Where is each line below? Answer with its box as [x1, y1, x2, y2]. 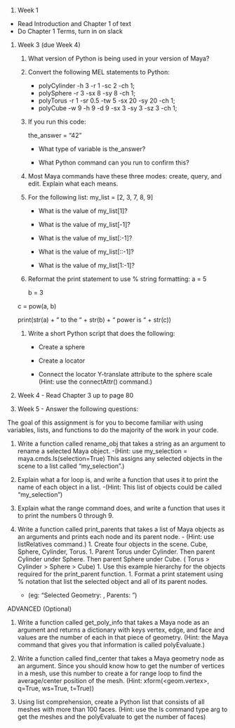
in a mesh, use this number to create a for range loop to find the [17, 669, 202, 677]
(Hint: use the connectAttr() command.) [38, 377, 153, 386]
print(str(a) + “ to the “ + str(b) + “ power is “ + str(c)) [17, 316, 172, 324]
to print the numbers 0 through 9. [17, 512, 114, 519]
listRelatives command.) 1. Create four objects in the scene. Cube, [17, 540, 208, 548]
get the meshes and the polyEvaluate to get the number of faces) [17, 713, 206, 721]
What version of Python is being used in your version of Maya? [27, 54, 210, 63]
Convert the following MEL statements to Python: [27, 68, 170, 76]
